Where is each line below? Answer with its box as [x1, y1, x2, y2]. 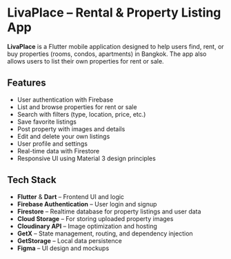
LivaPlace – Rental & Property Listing [7, 5, 221, 21]
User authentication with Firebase [17, 95, 114, 104]
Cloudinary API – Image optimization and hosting [17, 222, 157, 230]
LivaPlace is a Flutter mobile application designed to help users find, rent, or [7, 42, 224, 50]
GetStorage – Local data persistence [17, 236, 122, 244]
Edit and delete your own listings [17, 132, 110, 140]
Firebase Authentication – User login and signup [17, 200, 157, 208]
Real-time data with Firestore [17, 146, 100, 155]
